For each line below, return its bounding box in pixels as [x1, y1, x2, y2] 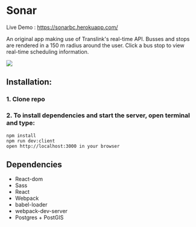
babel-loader [14, 201, 48, 208]
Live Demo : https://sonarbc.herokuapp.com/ [6, 24, 118, 31]
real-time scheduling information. [6, 48, 89, 55]
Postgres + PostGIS [14, 214, 64, 221]
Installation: [6, 77, 52, 88]
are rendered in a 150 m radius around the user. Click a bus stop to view [6, 42, 185, 49]
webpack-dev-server [14, 208, 68, 215]
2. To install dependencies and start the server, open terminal [6, 111, 190, 120]
